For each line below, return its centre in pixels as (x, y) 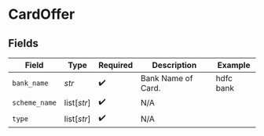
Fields (24, 43)
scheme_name (35, 102)
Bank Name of (167, 78)
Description (174, 65)
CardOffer (42, 14)
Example (234, 65)
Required (115, 65)
